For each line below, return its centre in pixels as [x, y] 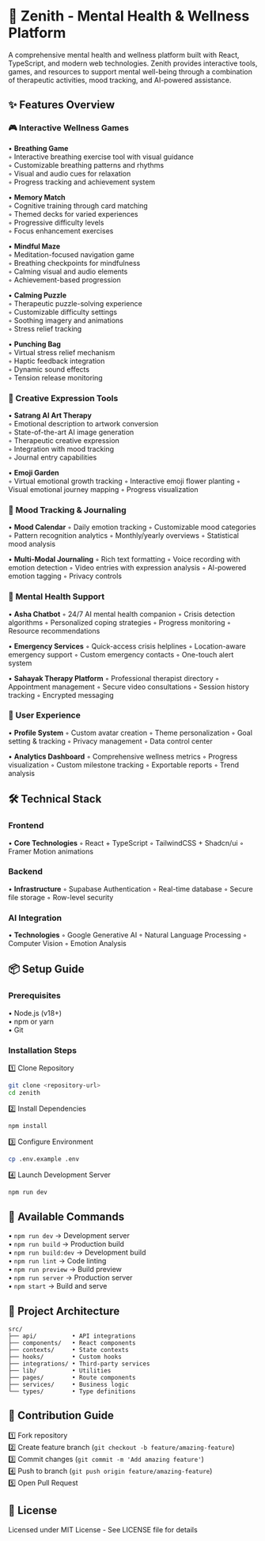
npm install [28, 1126]
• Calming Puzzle [38, 295]
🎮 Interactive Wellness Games [68, 128]
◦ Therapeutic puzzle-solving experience [75, 303]
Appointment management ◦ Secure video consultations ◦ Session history [129, 687]
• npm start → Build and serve [58, 1286]
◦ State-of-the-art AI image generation [71, 432]
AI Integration [35, 918]
